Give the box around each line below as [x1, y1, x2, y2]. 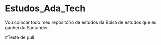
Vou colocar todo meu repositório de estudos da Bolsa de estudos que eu [5, 19, 157, 25]
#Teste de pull [5, 34, 35, 40]
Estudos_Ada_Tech [5, 3, 86, 14]
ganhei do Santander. [5, 24, 49, 30]
